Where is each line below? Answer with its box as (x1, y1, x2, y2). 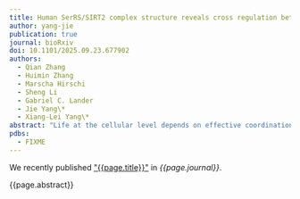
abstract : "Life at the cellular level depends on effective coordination (9, 121, 294, 130)
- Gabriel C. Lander (17, 95, 94, 105)
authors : (9, 54, 42, 63)
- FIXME (17, 137, 46, 146)
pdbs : (9, 129, 29, 138)
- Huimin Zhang (17, 71, 74, 80)
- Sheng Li (17, 87, 58, 96)
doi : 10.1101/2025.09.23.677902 (9, 46, 129, 55)
